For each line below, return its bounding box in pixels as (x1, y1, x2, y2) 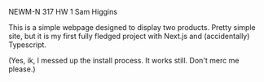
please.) (8, 64, 36, 74)
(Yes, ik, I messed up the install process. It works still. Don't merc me (8, 56, 240, 65)
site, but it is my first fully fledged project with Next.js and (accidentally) (8, 32, 250, 41)
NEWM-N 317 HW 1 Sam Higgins (8, 7, 118, 16)
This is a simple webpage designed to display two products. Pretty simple (8, 23, 256, 32)
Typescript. (8, 40, 47, 50)
